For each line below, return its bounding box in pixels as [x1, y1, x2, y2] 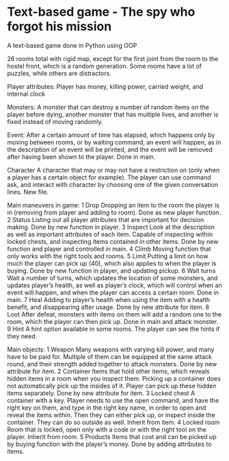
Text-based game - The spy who [7, 4, 196, 20]
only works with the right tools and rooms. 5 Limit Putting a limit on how [7, 251, 208, 260]
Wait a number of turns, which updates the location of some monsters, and [7, 273, 218, 282]
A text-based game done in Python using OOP [7, 41, 137, 49]
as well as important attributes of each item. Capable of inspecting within [7, 230, 213, 238]
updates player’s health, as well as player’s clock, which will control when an [7, 281, 222, 289]
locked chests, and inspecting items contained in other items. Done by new [7, 237, 219, 245]
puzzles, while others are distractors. [7, 69, 111, 77]
